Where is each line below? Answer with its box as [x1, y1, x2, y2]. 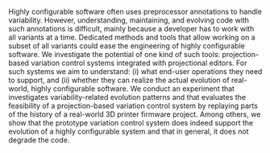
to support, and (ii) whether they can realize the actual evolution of [8, 76, 230, 85]
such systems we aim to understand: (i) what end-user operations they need [8, 67, 263, 76]
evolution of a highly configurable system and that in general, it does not [8, 126, 249, 136]
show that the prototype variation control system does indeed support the [8, 118, 254, 127]
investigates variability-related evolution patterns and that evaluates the [8, 93, 247, 101]
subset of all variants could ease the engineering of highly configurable [8, 41, 246, 51]
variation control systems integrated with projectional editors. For [31, 58, 247, 68]
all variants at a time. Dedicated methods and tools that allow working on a [8, 32, 255, 42]
